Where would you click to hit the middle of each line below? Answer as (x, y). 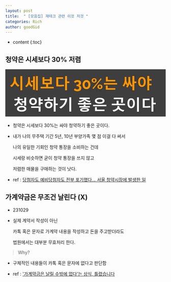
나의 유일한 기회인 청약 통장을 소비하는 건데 (55, 147)
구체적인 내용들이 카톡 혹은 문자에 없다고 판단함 (60, 263)
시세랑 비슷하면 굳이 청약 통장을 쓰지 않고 (53, 158)
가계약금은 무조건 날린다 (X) (47, 197)
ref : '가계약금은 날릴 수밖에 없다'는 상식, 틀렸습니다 (64, 274)
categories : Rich (24, 21)
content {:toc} (27, 42)
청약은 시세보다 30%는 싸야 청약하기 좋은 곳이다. (61, 126)
